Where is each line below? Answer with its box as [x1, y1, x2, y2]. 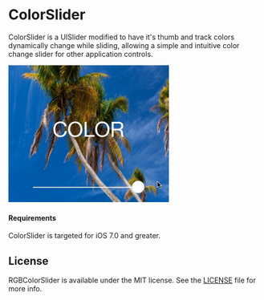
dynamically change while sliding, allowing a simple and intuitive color [8, 40, 240, 50]
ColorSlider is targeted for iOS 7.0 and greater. [8, 231, 160, 241]
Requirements [8, 213, 57, 222]
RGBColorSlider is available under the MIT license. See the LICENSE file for [8, 275, 257, 285]
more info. [8, 283, 43, 294]
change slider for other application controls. [8, 49, 154, 59]
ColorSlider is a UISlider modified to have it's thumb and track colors [8, 32, 235, 42]
